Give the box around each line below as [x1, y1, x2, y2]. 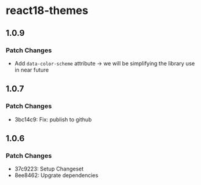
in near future [14, 66, 49, 73]
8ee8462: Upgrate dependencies [14, 172, 99, 179]
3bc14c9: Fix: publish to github [14, 116, 92, 123]
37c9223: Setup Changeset [14, 165, 84, 173]
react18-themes [5, 4, 89, 18]
